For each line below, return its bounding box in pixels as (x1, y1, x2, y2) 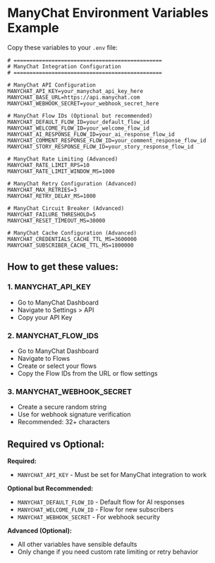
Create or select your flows (17, 361, 97, 370)
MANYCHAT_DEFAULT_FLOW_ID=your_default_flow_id (7, 118, 150, 125)
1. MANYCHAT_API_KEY (7, 282, 92, 292)
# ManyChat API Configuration (7, 81, 97, 89)
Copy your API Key (17, 313, 73, 321)
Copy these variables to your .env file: (7, 43, 118, 51)
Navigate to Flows (17, 354, 70, 362)
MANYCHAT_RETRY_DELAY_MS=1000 (7, 192, 97, 199)
